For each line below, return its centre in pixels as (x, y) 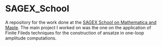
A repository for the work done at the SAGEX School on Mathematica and (81, 22)
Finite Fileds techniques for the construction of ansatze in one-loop (75, 33)
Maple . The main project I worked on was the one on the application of (78, 27)
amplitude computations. (31, 38)
